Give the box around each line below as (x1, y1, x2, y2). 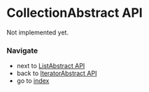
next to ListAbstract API (16, 62, 85, 70)
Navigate (6, 46, 38, 55)
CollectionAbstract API (6, 5, 143, 21)
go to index (16, 77, 50, 85)
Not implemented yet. (6, 28, 69, 37)
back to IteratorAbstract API (16, 69, 97, 78)
